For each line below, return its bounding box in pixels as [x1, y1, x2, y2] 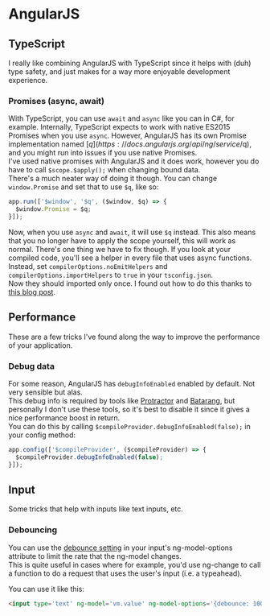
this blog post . [8, 287, 56, 296]
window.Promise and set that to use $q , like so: [8, 182, 159, 192]
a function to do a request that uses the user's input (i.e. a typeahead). [8, 568, 243, 578]
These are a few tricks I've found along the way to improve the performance [8, 332, 260, 341]
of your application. [8, 340, 73, 350]
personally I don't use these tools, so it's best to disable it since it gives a [8, 404, 251, 415]
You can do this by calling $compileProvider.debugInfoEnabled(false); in [8, 422, 251, 432]
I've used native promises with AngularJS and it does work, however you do [8, 156, 260, 166]
